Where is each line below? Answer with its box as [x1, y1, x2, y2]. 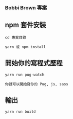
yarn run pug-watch [5, 72, 45, 77]
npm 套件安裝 [5, 21, 46, 29]
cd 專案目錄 [5, 35, 27, 40]
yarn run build [5, 109, 36, 114]
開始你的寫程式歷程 [5, 59, 63, 67]
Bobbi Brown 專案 [5, 4, 47, 11]
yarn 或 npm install [5, 44, 46, 49]
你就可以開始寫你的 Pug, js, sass [5, 81, 69, 86]
